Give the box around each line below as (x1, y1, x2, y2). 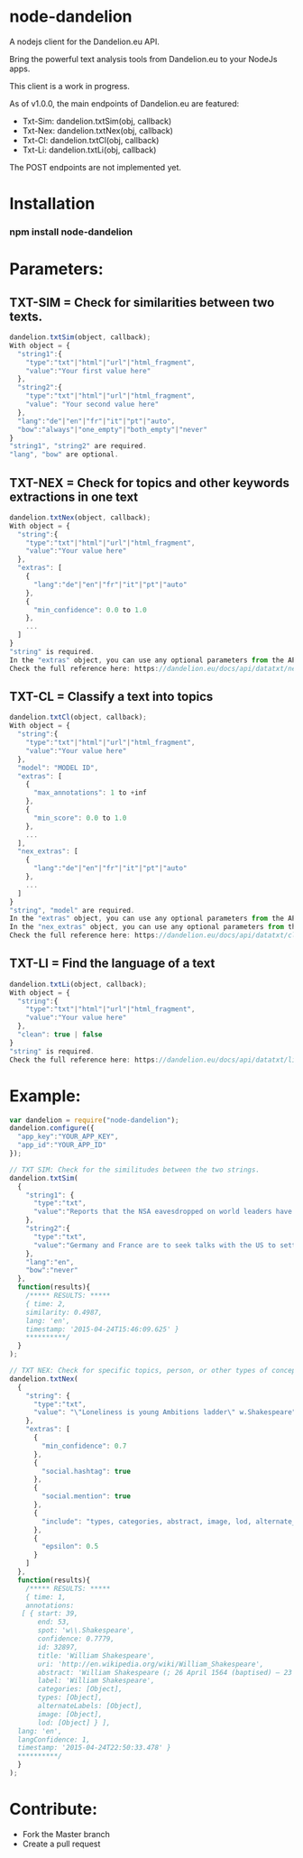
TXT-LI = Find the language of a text (9, 956, 216, 971)
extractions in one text (9, 489, 139, 504)
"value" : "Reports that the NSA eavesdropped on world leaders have (32, 1207, 293, 1217)
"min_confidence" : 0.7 (41, 1441, 127, 1450)
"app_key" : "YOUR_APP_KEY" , (17, 1132, 119, 1142)
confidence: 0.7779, (37, 1634, 115, 1643)
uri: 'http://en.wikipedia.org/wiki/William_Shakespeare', (37, 1660, 264, 1669)
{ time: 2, (25, 1299, 67, 1309)
